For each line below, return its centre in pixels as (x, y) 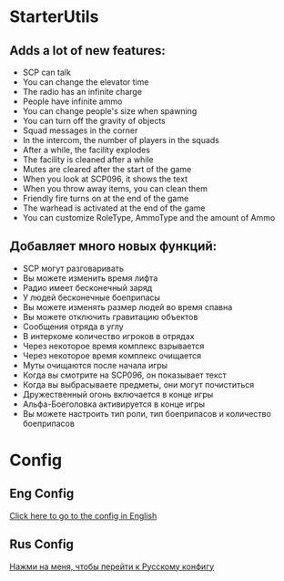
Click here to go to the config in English (83, 515)
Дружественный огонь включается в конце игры (118, 394)
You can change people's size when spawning (110, 111)
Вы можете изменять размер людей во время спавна (127, 306)
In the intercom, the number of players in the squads (121, 140)
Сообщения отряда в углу (73, 327)
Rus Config (42, 545)
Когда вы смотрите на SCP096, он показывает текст (125, 375)
